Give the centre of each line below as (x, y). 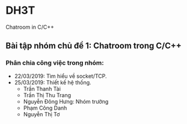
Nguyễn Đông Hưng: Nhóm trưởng (66, 101)
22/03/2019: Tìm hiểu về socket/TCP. (60, 76)
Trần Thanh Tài (42, 89)
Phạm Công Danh (45, 108)
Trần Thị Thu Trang (47, 95)
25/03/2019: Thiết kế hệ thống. (53, 82)
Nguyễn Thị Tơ (41, 114)
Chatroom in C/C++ (30, 27)
